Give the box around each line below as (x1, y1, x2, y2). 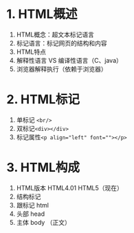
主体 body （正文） (16, 218, 71, 226)
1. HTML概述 (6, 6, 78, 22)
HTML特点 (16, 48, 46, 56)
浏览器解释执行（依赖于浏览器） (16, 65, 107, 73)
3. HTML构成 (6, 160, 80, 176)
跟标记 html (16, 201, 49, 209)
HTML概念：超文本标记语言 (16, 30, 94, 39)
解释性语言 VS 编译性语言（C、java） (16, 56, 123, 64)
